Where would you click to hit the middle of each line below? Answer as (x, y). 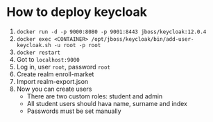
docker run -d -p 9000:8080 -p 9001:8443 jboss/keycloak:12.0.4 (111, 32)
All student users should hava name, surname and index (107, 103)
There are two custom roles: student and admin (95, 96)
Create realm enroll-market (55, 74)
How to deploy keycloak (77, 12)
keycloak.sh (34, 45)
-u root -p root (77, 45)
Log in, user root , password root (63, 67)
